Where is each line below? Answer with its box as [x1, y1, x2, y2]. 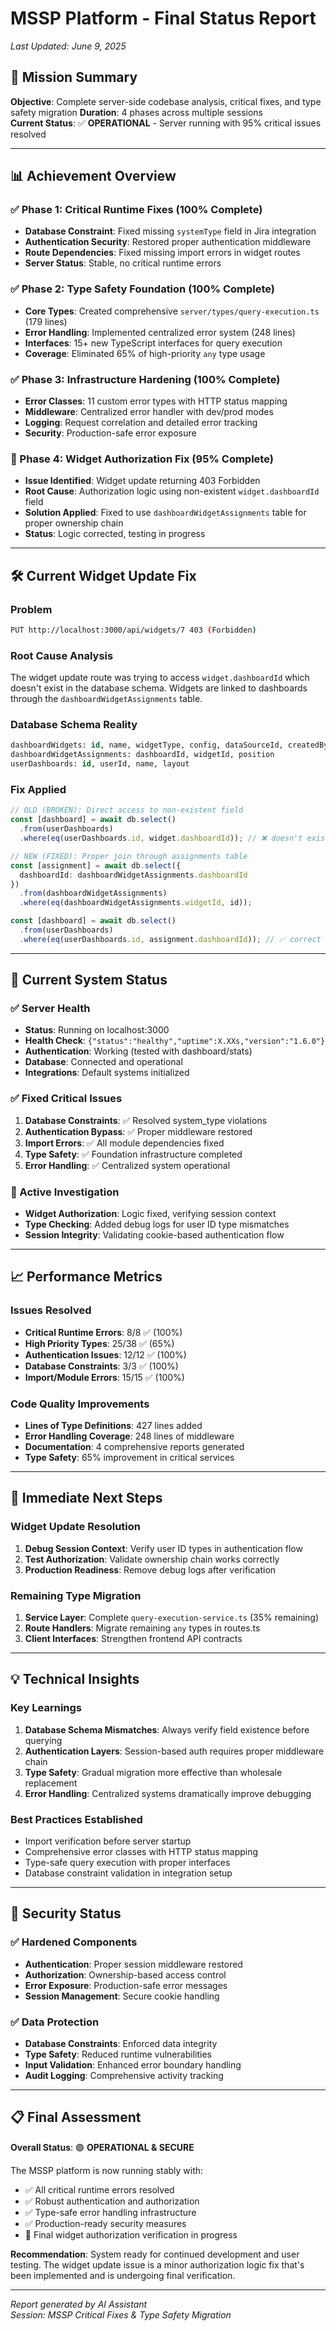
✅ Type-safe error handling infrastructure [24, 2206, 197, 2218]
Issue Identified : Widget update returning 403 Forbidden [24, 475, 261, 487]
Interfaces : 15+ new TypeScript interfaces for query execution [24, 337, 283, 349]
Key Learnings [10, 1701, 83, 1715]
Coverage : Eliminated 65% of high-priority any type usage [24, 347, 266, 359]
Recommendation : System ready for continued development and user [10, 2248, 300, 2260]
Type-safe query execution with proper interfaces [24, 1857, 231, 1869]
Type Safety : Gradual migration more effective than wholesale [24, 1766, 283, 1778]
